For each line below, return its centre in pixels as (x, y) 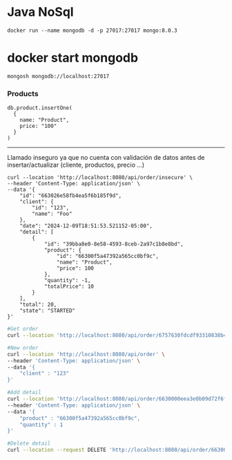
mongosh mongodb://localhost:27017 (58, 76)
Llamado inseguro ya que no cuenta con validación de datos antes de (106, 158)
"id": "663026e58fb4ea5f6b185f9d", (71, 196)
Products (23, 93)
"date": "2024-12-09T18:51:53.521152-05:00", (86, 226)
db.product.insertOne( (40, 108)
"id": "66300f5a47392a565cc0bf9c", (107, 257)
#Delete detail (29, 443)
